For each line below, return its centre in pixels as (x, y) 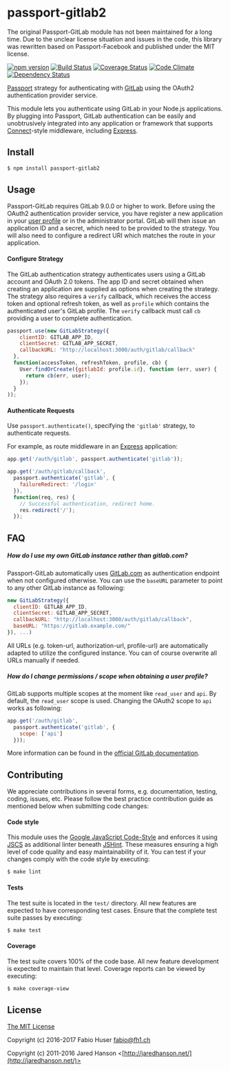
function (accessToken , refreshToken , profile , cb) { (91, 363)
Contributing (35, 775)
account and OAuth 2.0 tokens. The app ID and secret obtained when (105, 282)
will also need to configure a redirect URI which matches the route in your (111, 235)
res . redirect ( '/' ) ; (48, 510)
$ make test (24, 930)
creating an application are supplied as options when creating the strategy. (113, 288)
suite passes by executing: (45, 917)
